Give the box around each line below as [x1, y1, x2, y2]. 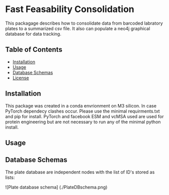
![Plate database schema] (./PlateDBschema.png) [5, 184, 108, 190]
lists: [5, 174, 15, 180]
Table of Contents [5, 45, 63, 54]
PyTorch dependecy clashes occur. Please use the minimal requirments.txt [5, 108, 160, 114]
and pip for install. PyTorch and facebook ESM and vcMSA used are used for [5, 113, 164, 119]
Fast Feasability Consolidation [5, 4, 135, 15]
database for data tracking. [5, 31, 61, 37]
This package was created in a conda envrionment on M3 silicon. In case [5, 103, 157, 109]
